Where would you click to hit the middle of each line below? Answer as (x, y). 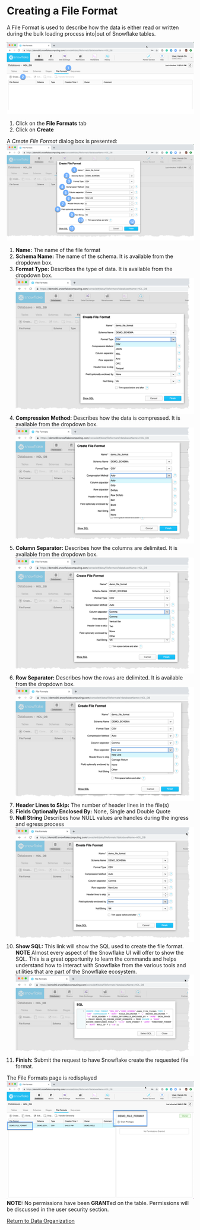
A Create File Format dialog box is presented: (62, 141)
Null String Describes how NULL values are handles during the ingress (102, 817)
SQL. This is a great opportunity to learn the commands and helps (96, 959)
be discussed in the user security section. (58, 1209)
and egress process (40, 824)
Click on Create (34, 130)
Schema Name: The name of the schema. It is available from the (94, 256)
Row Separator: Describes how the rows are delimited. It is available (99, 677)
